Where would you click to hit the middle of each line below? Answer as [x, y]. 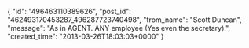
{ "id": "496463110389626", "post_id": [69, 11]
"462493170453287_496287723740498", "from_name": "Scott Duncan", [124, 20]
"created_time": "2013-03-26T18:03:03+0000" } [86, 36]
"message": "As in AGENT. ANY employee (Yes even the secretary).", [119, 28]
